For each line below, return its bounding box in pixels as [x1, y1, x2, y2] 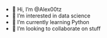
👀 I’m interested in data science [11, 12, 91, 19]
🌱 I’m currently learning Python [11, 19, 89, 25]
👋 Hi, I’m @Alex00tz [11, 6, 62, 13]
